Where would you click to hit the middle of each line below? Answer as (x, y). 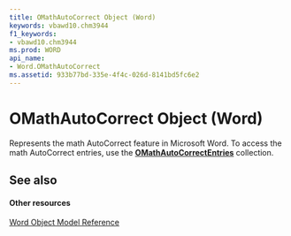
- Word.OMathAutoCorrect (55, 67)
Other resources (40, 202)
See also (33, 181)
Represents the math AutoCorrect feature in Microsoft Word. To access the (145, 143)
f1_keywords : (33, 34)
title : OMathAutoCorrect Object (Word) (83, 17)
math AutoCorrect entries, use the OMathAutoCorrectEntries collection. (142, 152)
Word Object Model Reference (65, 223)
